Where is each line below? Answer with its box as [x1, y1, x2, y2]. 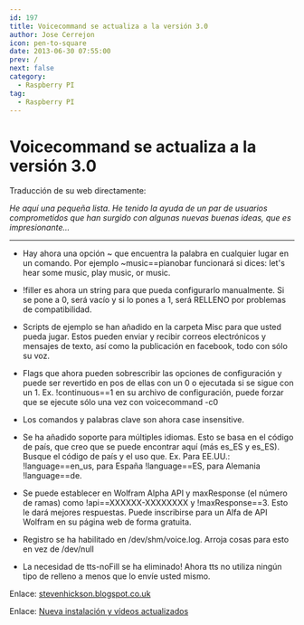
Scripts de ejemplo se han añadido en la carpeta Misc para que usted [22, 322, 282, 333]
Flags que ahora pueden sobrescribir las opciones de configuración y [22, 368, 282, 379]
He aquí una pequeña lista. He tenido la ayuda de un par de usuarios [9, 203, 269, 213]
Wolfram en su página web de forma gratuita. [22, 516, 192, 527]
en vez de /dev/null [22, 544, 95, 554]
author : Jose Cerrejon [9, 30, 95, 39]
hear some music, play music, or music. [22, 268, 171, 279]
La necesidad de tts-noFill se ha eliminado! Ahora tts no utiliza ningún [22, 562, 282, 573]
